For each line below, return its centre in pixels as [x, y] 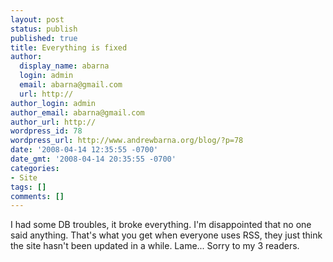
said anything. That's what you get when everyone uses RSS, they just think [166, 235]
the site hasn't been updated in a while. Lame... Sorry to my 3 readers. [155, 246]
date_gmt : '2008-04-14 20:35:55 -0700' [93, 159]
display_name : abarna [64, 66]
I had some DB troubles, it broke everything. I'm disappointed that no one [161, 225]
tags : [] [28, 187]
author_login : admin [53, 103]
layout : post [37, 19]
